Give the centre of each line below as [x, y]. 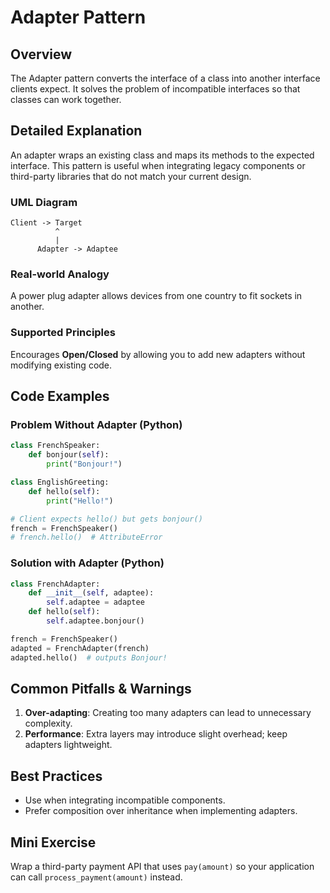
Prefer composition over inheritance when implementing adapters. [161, 811]
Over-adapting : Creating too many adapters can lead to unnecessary [168, 713]
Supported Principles [63, 333]
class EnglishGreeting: [60, 482]
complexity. [48, 723]
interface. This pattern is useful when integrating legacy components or [158, 165]
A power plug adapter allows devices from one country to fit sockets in [156, 296]
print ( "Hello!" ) [80, 501]
